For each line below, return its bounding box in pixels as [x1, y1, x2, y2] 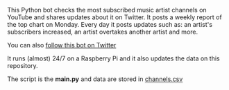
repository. [7, 62, 38, 69]
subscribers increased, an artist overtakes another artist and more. [7, 27, 198, 36]
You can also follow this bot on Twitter [7, 41, 117, 49]
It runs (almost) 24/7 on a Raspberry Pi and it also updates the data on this [7, 54, 220, 63]
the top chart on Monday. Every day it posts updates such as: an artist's [7, 21, 213, 28]
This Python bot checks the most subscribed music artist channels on [7, 6, 207, 14]
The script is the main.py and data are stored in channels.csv [7, 75, 183, 83]
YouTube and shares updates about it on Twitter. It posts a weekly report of [7, 13, 222, 21]
